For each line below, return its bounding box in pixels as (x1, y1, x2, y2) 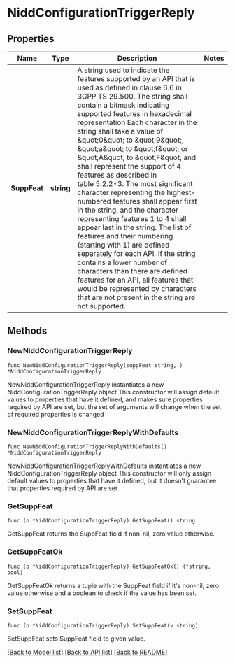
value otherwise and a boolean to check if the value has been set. (7, 589, 197, 597)
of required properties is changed (7, 410, 104, 418)
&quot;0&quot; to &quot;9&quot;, (77, 135, 184, 145)
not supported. (77, 301, 126, 311)
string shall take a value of (77, 127, 164, 136)
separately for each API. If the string (77, 249, 196, 258)
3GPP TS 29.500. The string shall (77, 92, 188, 101)
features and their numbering (77, 231, 173, 241)
